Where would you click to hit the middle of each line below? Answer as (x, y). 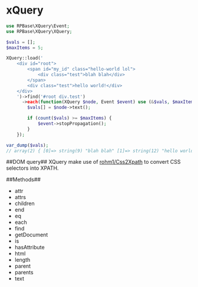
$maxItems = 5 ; (25, 48)
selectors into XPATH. (32, 168)
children (24, 203)
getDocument (31, 235)
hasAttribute (30, 248)
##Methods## (24, 180)
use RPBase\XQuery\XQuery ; (39, 31)
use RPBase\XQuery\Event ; (38, 26)
